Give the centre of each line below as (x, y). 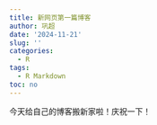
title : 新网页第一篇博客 (50, 18)
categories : (31, 51)
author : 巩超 (32, 26)
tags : (19, 68)
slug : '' (26, 43)
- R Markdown (42, 76)
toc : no (24, 85)
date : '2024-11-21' (46, 34)
